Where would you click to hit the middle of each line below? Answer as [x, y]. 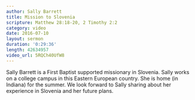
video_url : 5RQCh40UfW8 [35, 55]
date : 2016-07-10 [27, 34]
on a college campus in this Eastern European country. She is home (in [92, 78]
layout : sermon [25, 39]
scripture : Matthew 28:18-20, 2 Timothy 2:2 [62, 22]
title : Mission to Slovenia [41, 17]
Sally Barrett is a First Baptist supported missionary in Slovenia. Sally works [98, 72]
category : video [26, 28]
